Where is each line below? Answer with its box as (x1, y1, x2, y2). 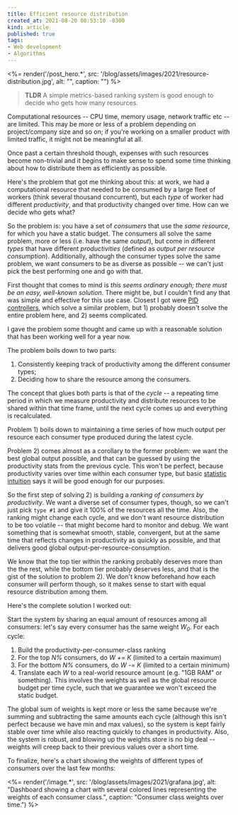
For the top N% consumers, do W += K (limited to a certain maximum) (17, 653, 222, 661)
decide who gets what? (7, 208, 76, 216)
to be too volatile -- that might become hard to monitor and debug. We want (7, 521, 229, 529)
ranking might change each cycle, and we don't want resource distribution (7, 513, 225, 521)
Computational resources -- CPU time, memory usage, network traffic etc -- (7, 112, 230, 121)
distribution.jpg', (7, 77, 55, 85)
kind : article (7, 23, 50, 31)
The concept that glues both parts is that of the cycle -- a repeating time (7, 388, 219, 397)
